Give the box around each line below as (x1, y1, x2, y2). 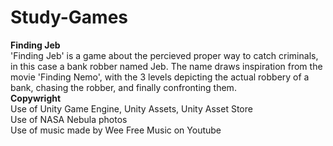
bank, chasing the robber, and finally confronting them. (10, 81, 237, 93)
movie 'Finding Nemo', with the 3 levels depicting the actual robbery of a (10, 71, 310, 83)
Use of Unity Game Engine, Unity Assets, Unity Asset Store (10, 102, 253, 115)
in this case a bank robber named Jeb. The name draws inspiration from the (10, 60, 323, 72)
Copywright (10, 92, 62, 104)
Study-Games (10, 6, 128, 29)
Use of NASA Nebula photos (10, 113, 128, 125)
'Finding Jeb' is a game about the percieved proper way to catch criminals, (10, 49, 319, 61)
